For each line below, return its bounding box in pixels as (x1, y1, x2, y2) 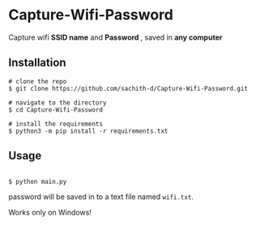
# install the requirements (8, 120, 104, 128)
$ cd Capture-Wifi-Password (8, 105, 104, 114)
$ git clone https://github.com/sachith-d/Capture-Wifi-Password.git (8, 84, 249, 92)
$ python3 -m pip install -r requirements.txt (8, 127, 169, 135)
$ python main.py (8, 177, 67, 185)
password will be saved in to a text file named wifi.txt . (8, 192, 194, 202)
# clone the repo (8, 77, 67, 86)
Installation (8, 56, 66, 70)
